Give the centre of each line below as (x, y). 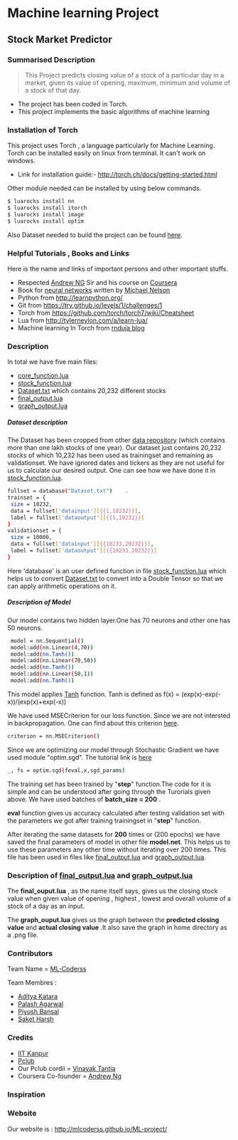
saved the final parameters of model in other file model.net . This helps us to (119, 842)
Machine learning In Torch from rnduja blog (81, 328)
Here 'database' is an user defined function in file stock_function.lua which (117, 570)
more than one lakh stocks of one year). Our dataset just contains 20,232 (114, 448)
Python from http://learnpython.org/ (70, 298)
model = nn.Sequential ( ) (47, 641)
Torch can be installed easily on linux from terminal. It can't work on (107, 153)
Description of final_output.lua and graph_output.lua (100, 875)
